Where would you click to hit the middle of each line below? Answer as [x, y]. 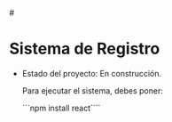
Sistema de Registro [85, 49]
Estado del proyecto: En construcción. [92, 73]
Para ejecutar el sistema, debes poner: [93, 90]
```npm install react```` [61, 108]
